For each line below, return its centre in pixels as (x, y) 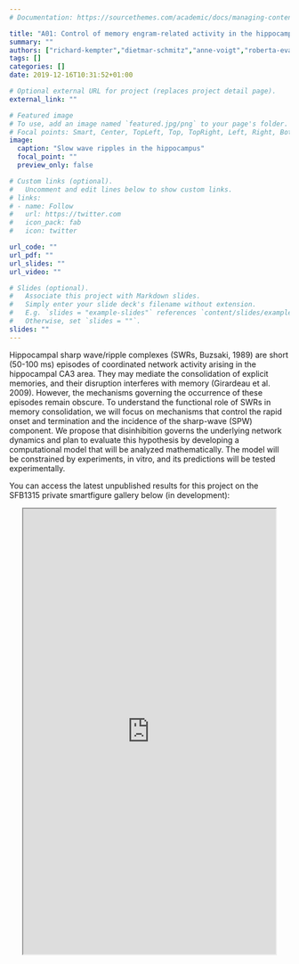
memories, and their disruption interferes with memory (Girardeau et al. (140, 383)
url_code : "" (33, 247)
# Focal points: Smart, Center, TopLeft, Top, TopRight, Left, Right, (143, 132)
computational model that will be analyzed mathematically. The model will (144, 449)
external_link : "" (43, 99)
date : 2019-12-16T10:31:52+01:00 (71, 75)
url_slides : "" (37, 264)
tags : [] (25, 59)
